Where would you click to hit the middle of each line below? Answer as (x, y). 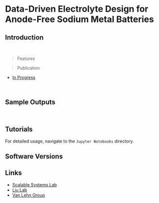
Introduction (24, 37)
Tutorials (19, 130)
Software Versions (34, 156)
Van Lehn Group (29, 195)
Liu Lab (20, 190)
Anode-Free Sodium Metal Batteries (79, 19)
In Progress (24, 77)
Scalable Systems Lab (34, 184)
